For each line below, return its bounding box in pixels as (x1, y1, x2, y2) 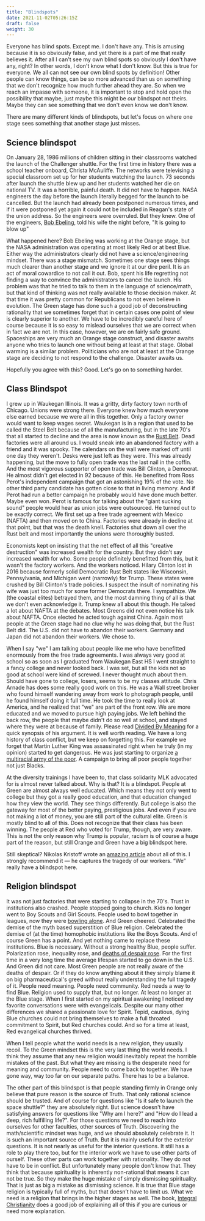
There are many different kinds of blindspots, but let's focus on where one (6, 113, 193, 121)
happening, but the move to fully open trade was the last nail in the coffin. (6, 458, 192, 466)
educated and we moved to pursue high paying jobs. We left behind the (6, 709, 186, 717)
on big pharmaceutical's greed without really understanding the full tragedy (6, 976, 196, 983)
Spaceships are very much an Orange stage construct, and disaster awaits (6, 335, 194, 342)
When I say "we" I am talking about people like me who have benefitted (6, 644, 186, 652)
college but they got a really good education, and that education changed (6, 793, 191, 801)
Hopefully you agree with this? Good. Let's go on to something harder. (6, 366, 183, 373)
